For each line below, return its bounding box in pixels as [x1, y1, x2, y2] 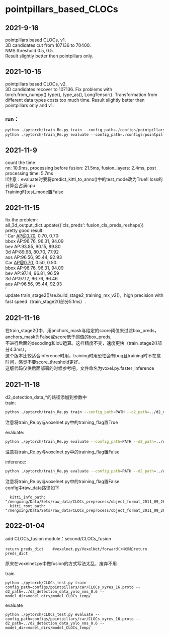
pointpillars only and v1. [5, 102, 54, 108]
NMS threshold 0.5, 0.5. [5, 48, 54, 53]
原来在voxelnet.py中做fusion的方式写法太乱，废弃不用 [5, 560, 117, 567]
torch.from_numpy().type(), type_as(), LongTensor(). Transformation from [5, 92, 157, 98]
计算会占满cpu [5, 182, 35, 188]
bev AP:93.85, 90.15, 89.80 [5, 244, 61, 250]
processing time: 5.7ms [5, 170, 54, 176]
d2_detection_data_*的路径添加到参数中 [5, 394, 87, 401]
